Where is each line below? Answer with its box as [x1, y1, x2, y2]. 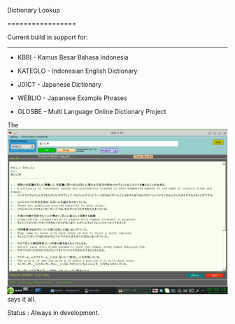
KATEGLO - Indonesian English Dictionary [17, 66, 138, 75]
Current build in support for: [7, 33, 88, 41]
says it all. [7, 295, 36, 303]
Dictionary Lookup [7, 6, 61, 14]
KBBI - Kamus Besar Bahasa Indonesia [17, 53, 129, 62]
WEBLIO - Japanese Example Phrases [17, 94, 127, 102]
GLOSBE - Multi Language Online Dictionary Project [17, 108, 166, 115]
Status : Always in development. [7, 309, 100, 317]
